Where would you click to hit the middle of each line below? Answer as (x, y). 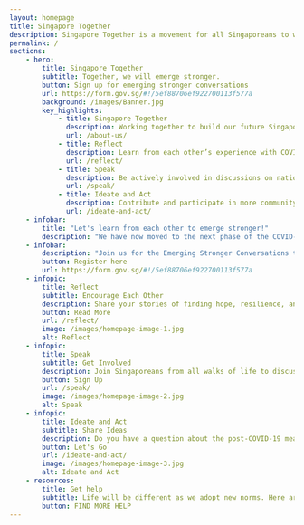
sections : (28, 52)
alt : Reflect (66, 338)
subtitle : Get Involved (86, 363)
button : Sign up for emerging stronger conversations (145, 85)
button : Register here (85, 262)
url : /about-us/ (97, 136)
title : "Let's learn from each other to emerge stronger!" (156, 228)
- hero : (40, 60)
